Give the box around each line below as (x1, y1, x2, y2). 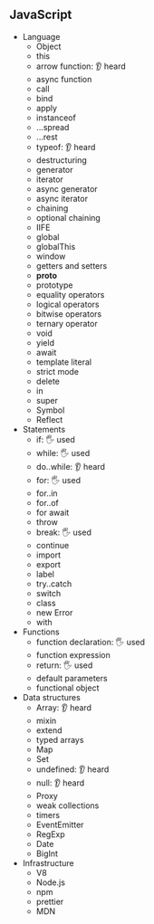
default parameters (35, 672, 108, 683)
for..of (35, 497, 59, 508)
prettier (35, 896, 64, 907)
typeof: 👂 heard (35, 141, 96, 152)
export (35, 558, 62, 569)
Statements (22, 424, 66, 434)
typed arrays (35, 734, 84, 745)
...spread (35, 121, 70, 132)
